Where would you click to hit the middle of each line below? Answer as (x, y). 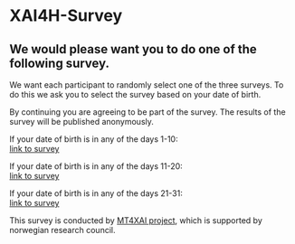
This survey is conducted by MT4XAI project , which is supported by (136, 221)
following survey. (60, 63)
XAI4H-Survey (66, 16)
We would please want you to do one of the (133, 49)
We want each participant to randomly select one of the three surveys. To (147, 85)
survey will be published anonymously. (81, 122)
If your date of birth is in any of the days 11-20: (96, 166)
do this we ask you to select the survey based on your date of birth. (135, 94)
